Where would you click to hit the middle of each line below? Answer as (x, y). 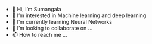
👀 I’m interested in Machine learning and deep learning (79, 15)
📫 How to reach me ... (39, 35)
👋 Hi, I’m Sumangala (36, 9)
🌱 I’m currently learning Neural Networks (62, 22)
